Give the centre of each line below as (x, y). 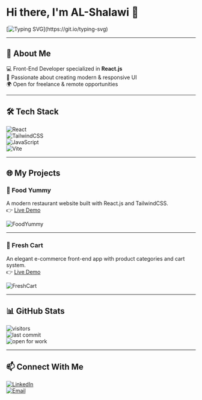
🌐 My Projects (33, 173)
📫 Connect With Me (45, 367)
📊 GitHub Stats (35, 311)
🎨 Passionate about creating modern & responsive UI (72, 77)
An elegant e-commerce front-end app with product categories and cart (96, 258)
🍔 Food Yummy (29, 190)
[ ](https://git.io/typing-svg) (57, 29)
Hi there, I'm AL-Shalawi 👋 (72, 12)
